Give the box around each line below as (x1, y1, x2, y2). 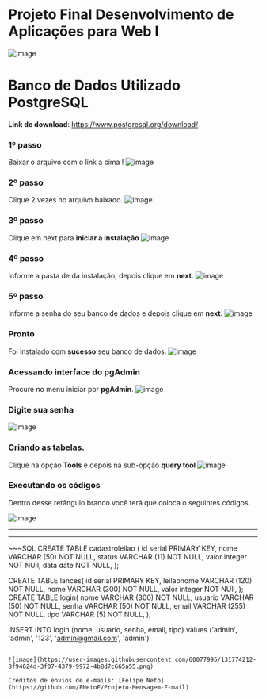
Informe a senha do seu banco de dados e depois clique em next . (8, 309, 223, 318)
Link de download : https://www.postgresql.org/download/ (8, 119, 199, 129)
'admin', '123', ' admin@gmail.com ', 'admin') (8, 633, 150, 643)
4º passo (8, 252, 44, 263)
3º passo (8, 215, 44, 226)
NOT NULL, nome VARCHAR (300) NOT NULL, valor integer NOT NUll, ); (8, 584, 244, 593)
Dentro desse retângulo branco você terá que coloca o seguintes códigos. (8, 497, 251, 507)
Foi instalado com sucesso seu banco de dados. (8, 347, 167, 356)
